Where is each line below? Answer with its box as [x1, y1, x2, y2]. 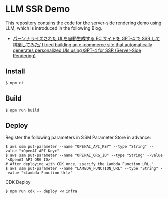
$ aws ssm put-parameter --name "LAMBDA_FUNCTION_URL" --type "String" [5, 166, 158, 171]
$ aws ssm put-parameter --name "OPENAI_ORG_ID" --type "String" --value [5, 153, 163, 158]
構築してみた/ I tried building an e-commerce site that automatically [12, 41, 152, 48]
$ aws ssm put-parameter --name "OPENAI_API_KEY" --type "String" [5, 144, 147, 149]
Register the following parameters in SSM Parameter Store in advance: [5, 134, 151, 141]
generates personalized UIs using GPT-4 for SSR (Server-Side [12, 47, 142, 53]
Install [5, 67, 25, 76]
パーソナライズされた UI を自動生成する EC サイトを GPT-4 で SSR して [12, 35, 161, 41]
